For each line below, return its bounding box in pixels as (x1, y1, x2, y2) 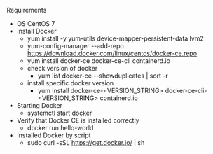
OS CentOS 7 (16, 20, 55, 27)
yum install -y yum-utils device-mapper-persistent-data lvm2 (27, 34, 204, 43)
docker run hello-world (27, 124, 94, 132)
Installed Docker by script (16, 131, 91, 139)
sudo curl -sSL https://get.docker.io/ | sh (27, 139, 145, 146)
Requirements (6, 6, 47, 14)
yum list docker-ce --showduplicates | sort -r (37, 71, 169, 80)
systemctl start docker (27, 108, 92, 117)
